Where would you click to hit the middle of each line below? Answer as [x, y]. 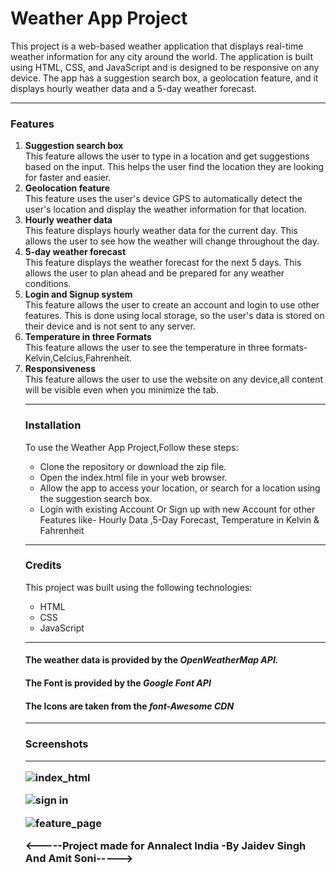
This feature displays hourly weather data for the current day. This [161, 231]
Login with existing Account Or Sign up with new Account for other [177, 509]
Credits [43, 565]
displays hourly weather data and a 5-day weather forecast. [133, 88]
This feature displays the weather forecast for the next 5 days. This [163, 263]
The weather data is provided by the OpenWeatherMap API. [151, 660]
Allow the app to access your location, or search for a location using [180, 488]
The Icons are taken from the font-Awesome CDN [129, 706]
